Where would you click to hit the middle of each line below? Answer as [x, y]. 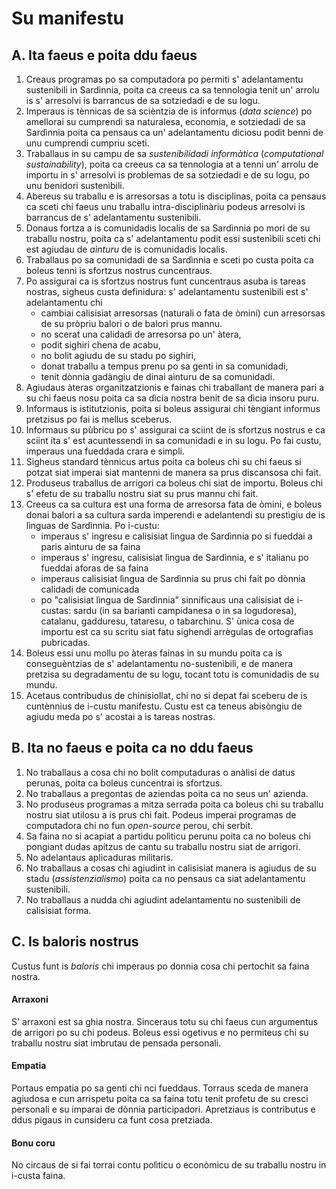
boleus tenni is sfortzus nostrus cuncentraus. [119, 270]
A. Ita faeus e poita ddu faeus [104, 55]
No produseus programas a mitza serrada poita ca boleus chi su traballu [174, 804]
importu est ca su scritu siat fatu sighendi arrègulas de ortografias [177, 631]
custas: [56, 610]
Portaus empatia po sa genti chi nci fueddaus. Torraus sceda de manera [160, 1088]
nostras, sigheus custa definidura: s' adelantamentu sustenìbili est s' [167, 291]
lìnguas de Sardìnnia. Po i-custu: [92, 525]
